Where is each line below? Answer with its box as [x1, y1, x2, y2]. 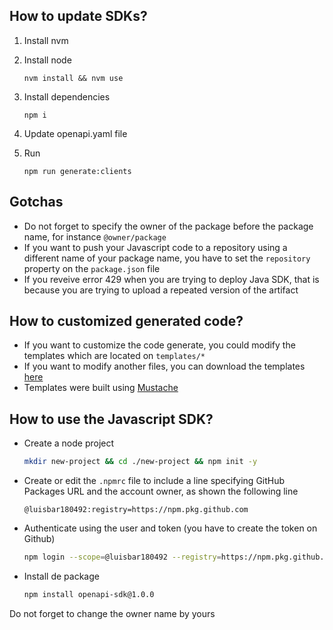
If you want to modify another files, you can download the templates [23, 360, 306, 373]
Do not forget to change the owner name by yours [9, 607, 216, 619]
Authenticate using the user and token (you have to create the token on [23, 522, 318, 534]
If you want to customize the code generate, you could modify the [23, 339, 296, 351]
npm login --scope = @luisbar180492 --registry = [23, 552, 222, 563]
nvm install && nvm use [23, 73, 124, 83]
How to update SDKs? [9, 8, 148, 25]
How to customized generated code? [9, 313, 244, 330]
